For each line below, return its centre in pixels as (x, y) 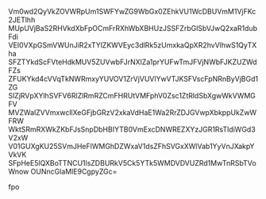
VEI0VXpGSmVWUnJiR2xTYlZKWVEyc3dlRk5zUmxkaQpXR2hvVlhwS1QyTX (133, 45)
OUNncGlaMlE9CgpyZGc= (74, 171)
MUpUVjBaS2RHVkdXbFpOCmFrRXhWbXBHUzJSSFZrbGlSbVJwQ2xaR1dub (133, 28)
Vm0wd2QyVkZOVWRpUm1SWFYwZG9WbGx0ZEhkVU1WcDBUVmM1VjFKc (132, 11)
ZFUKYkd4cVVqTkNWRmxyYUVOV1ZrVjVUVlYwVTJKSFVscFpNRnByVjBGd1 (133, 79)
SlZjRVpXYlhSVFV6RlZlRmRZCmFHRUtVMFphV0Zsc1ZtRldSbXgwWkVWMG (132, 96)
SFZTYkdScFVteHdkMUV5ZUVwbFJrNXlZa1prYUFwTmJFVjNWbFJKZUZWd (133, 62)
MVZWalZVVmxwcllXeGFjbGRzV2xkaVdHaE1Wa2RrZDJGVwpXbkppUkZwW (133, 113)
